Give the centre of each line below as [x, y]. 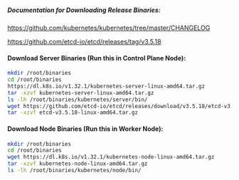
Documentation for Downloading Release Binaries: [84, 10]
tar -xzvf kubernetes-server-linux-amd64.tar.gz [81, 92]
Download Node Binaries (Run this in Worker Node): [85, 129]
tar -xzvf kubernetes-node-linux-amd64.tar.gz [78, 164]
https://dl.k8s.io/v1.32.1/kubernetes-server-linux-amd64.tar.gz [106, 86]
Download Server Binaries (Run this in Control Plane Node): [97, 58]
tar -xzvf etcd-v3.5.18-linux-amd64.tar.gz [73, 113]
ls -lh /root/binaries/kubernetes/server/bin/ [78, 100]
